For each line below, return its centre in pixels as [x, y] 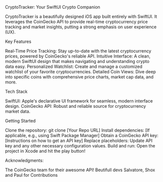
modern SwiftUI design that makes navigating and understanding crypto [77, 61]
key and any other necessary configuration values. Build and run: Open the [80, 146]
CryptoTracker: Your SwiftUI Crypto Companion [53, 7]
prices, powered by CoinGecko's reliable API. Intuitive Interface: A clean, [78, 56]
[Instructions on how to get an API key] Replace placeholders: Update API [79, 141]
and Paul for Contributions [31, 175]
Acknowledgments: [24, 160]
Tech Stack [16, 91]
